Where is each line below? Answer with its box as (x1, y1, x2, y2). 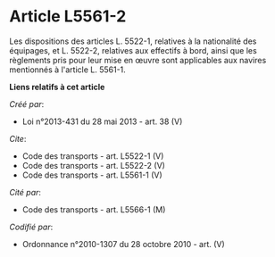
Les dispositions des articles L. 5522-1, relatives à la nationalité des (9, 36, 257, 46)
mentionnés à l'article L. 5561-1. (9, 64, 127, 75)
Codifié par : (9, 221, 54, 232)
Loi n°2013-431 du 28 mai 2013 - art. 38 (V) (21, 116, 183, 127)
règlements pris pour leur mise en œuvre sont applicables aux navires (9, 54, 267, 65)
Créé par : (9, 98, 45, 109)
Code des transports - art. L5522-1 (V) (21, 150, 164, 162)
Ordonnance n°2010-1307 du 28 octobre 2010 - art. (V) (21, 238, 225, 249)
